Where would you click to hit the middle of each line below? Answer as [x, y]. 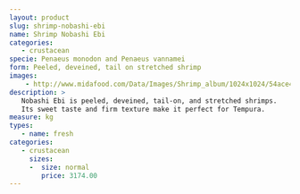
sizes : [41, 159]
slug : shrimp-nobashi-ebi [57, 26]
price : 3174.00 [70, 175]
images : [24, 76]
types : [21, 126]
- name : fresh [47, 134]
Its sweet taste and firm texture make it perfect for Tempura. [143, 109]
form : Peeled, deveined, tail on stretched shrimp [105, 68]
